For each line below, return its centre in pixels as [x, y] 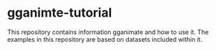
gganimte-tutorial [60, 13]
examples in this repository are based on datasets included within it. [105, 39]
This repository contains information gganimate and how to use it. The [108, 32]
